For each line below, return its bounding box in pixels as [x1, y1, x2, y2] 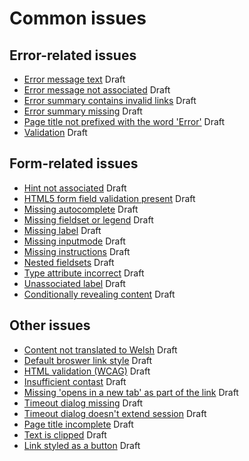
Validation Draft [23, 127, 88, 138]
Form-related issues [9, 155, 139, 172]
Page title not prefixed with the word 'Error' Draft [23, 116, 226, 127]
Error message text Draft [23, 73, 126, 85]
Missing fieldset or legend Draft [23, 213, 154, 226]
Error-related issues [9, 47, 137, 64]
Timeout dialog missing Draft [23, 397, 144, 409]
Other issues [9, 317, 91, 334]
